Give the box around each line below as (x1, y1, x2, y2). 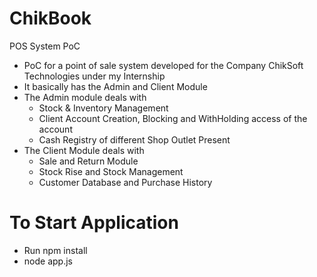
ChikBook (9, 7, 92, 30)
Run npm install (23, 244, 88, 256)
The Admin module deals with (23, 91, 147, 103)
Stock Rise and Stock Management (38, 165, 184, 177)
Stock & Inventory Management (38, 102, 169, 114)
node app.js (23, 255, 73, 267)
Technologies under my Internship (23, 70, 166, 82)
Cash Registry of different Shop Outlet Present (38, 133, 231, 146)
